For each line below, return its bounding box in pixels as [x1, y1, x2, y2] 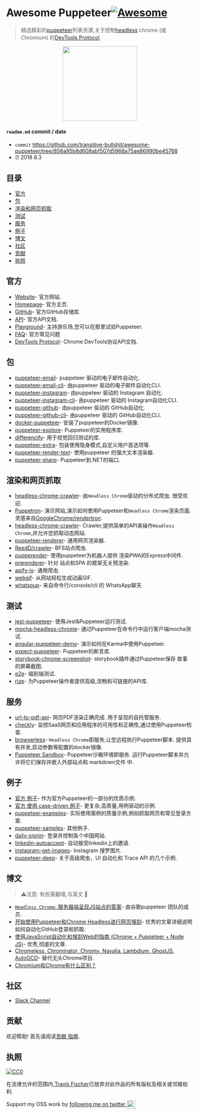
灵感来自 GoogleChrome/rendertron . [14, 515, 103, 522]
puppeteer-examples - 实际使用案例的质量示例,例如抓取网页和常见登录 [14, 809, 186, 817]
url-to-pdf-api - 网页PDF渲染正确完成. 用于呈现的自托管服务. [14, 714, 162, 721]
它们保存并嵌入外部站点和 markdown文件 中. [25, 759, 134, 766]
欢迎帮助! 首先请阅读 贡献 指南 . [6, 1033, 80, 1040]
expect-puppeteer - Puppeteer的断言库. [14, 648, 111, 655]
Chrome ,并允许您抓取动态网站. [14, 529, 86, 537]
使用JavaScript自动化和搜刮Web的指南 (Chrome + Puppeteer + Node [14, 933, 184, 940]
